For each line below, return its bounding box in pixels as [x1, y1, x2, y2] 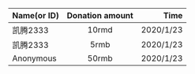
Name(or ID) [12, 10, 59, 20]
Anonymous [12, 53, 57, 64]
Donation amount [66, 10, 134, 20]
